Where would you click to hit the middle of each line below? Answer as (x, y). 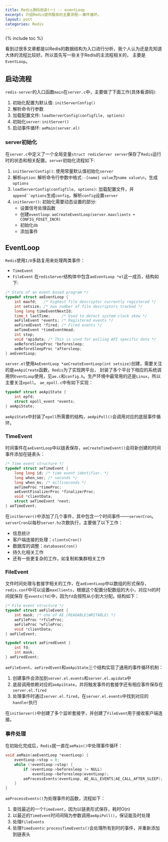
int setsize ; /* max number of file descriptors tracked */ (78, 306)
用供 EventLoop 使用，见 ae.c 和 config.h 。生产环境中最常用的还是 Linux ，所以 (83, 376)
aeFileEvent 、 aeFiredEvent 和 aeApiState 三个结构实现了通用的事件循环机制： (84, 667)
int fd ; (22, 648)
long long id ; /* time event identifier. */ (62, 473)
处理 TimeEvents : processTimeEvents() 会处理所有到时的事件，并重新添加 (86, 828)
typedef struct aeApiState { (36, 392)
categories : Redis (24, 24)
